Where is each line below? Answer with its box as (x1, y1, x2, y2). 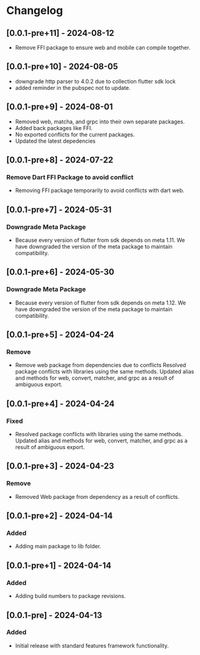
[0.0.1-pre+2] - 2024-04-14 (6, 511, 113, 521)
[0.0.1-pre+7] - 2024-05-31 (6, 204, 112, 214)
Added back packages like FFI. (15, 124, 93, 131)
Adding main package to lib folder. (15, 543, 102, 550)
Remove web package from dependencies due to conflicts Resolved (15, 362, 187, 369)
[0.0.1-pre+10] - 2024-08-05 (6, 61, 119, 72)
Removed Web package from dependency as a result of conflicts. (15, 493, 180, 500)
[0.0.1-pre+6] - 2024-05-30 (6, 267, 114, 277)
